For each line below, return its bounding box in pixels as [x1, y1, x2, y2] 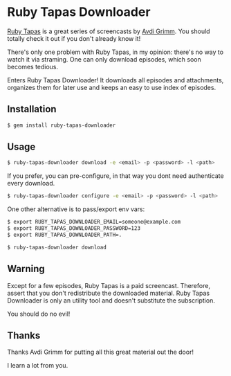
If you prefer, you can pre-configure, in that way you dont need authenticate [7, 172, 224, 180]
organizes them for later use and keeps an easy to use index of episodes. [7, 83, 216, 91]
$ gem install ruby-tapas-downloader [7, 122, 116, 129]
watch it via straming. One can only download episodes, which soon [7, 55, 202, 63]
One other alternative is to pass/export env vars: [7, 205, 145, 213]
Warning [7, 263, 45, 275]
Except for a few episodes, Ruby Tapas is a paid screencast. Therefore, [7, 281, 211, 289]
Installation [7, 103, 57, 115]
